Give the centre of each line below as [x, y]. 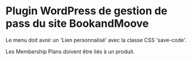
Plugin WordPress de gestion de [86, 11]
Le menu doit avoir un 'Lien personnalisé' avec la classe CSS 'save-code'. [96, 40]
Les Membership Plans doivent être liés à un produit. [70, 51]
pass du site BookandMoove [77, 23]
